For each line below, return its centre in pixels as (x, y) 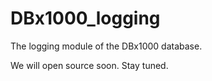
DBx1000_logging (85, 18)
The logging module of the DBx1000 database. (106, 46)
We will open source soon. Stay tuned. (89, 65)
